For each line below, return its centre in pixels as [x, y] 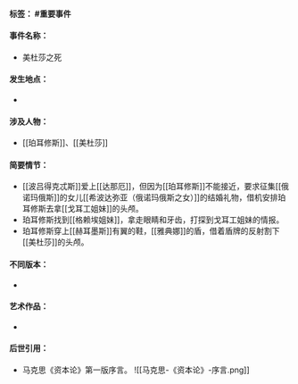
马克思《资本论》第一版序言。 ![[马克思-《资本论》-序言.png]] [136, 370]
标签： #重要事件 [40, 13]
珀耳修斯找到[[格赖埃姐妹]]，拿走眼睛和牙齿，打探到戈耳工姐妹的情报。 [153, 220]
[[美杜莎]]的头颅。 [55, 242]
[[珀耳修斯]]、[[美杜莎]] [65, 143]
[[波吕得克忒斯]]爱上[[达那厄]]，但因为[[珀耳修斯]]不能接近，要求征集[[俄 [156, 187]
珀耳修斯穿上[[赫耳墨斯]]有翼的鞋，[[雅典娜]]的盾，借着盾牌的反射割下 [151, 231]
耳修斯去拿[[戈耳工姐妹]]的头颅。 [83, 209]
